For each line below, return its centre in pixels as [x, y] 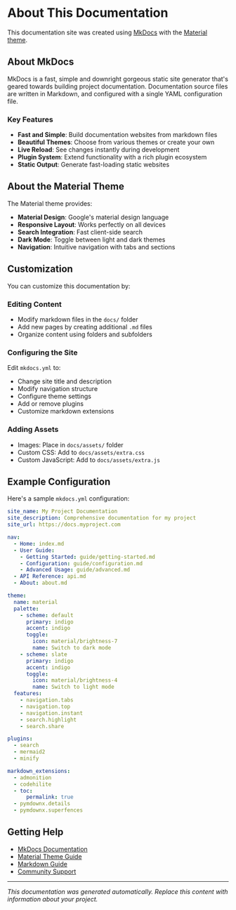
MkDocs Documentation [52, 849]
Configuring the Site [43, 352]
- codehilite [33, 784]
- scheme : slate [44, 654]
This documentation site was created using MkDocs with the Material [107, 32]
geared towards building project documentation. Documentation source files [118, 86]
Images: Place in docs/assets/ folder [71, 444]
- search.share [42, 726]
